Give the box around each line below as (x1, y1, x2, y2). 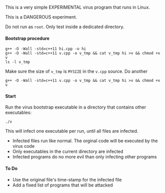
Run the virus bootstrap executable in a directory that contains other (5, 104, 146, 110)
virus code (12, 143, 35, 149)
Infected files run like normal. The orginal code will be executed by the (12, 138, 158, 144)
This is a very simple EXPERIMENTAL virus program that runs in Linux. (5, 5, 150, 10)
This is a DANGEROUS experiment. (5, 14, 77, 20)
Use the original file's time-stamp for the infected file (12, 176, 122, 182)
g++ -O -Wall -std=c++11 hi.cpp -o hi (5, 46, 86, 52)
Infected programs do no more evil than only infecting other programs (12, 154, 157, 160)
